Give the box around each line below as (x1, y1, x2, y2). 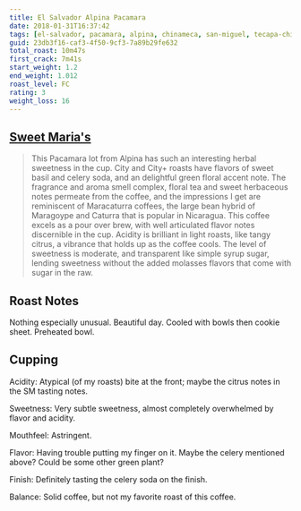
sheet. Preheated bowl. (9, 327, 95, 336)
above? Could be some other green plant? (9, 456, 164, 467)
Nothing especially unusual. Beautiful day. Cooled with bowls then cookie (9, 317, 280, 328)
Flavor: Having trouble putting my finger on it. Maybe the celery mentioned (9, 447, 285, 457)
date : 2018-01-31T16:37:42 (9, 21, 110, 30)
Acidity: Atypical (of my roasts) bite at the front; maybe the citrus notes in (9, 376, 280, 387)
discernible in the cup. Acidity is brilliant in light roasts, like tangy (30, 229, 271, 240)
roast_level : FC (9, 80, 70, 89)
